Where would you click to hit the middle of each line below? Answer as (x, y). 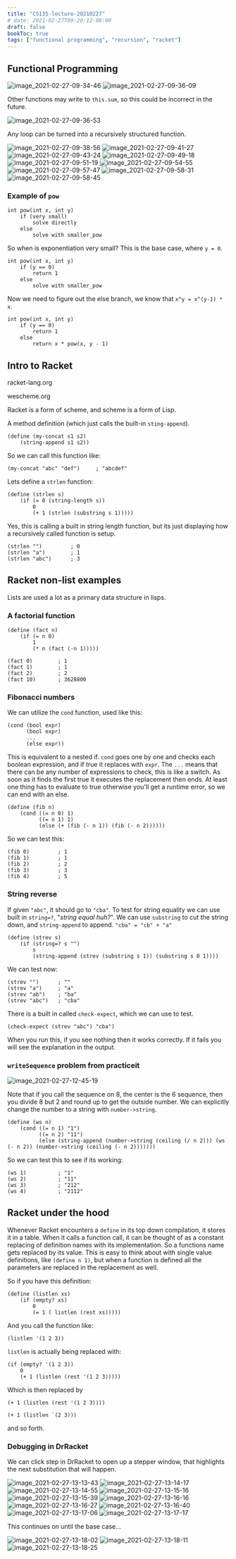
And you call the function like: (50, 1325)
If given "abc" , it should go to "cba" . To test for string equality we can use (114, 909)
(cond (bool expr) (34, 726)
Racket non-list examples (64, 580)
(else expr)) (45, 744)
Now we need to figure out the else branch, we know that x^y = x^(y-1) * (115, 299)
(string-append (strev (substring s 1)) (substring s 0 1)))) (126, 956)
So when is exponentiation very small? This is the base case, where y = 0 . (115, 248)
